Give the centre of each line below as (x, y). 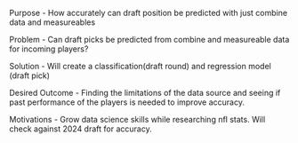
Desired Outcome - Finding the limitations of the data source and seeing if (145, 93)
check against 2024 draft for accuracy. (81, 129)
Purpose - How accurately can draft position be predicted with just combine (148, 13)
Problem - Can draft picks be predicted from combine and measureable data (149, 40)
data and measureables (52, 22)
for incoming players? (49, 49)
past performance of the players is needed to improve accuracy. (127, 102)
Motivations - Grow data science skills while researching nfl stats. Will (137, 119)
